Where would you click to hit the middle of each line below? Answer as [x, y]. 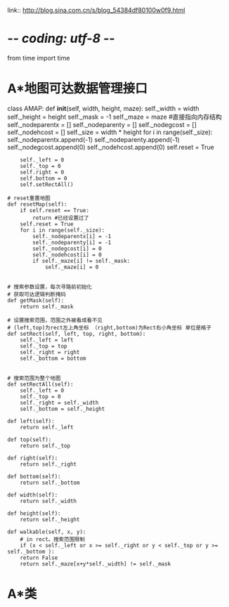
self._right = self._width [59, 403]
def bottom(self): [34, 476]
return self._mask [47, 306]
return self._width [48, 501]
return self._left [47, 427]
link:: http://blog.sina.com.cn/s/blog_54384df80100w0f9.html [96, 10]
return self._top [45, 445]
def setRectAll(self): [40, 384]
